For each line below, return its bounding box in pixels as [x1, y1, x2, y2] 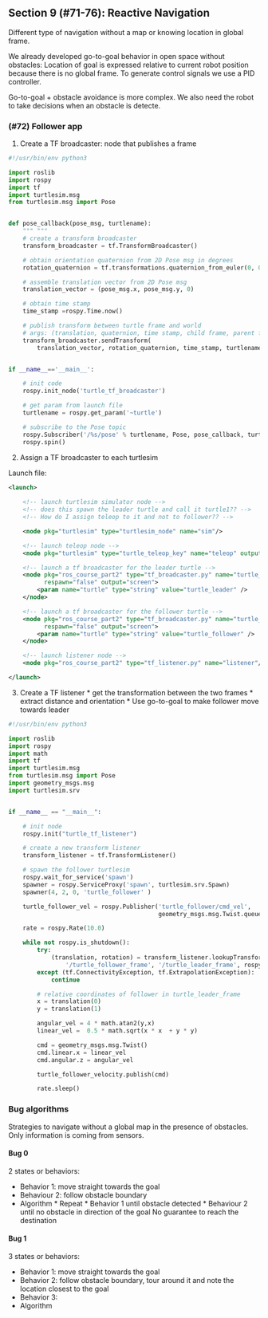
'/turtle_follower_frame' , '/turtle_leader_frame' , [65, 961, 241, 969]
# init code [22, 380, 62, 388]
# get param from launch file [22, 402, 124, 410]
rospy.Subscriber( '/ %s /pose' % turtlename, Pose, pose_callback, [22, 431, 245, 439]
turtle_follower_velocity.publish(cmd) [37, 1070, 170, 1079]
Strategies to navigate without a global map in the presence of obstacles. [8, 1122, 249, 1131]
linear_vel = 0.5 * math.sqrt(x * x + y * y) [37, 1027, 198, 1035]
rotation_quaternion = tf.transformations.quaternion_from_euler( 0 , [22, 263, 255, 272]
